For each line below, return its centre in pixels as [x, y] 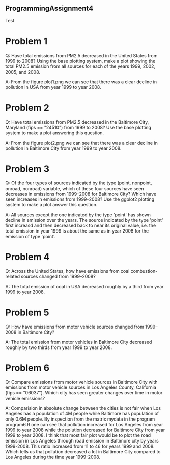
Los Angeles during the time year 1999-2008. [53, 457]
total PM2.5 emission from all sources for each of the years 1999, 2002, [80, 66]
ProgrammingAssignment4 [49, 8]
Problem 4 [27, 257]
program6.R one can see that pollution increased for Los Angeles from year [84, 425]
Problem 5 [27, 312]
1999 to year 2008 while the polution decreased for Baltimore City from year [85, 430]
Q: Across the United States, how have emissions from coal [67, 271]
